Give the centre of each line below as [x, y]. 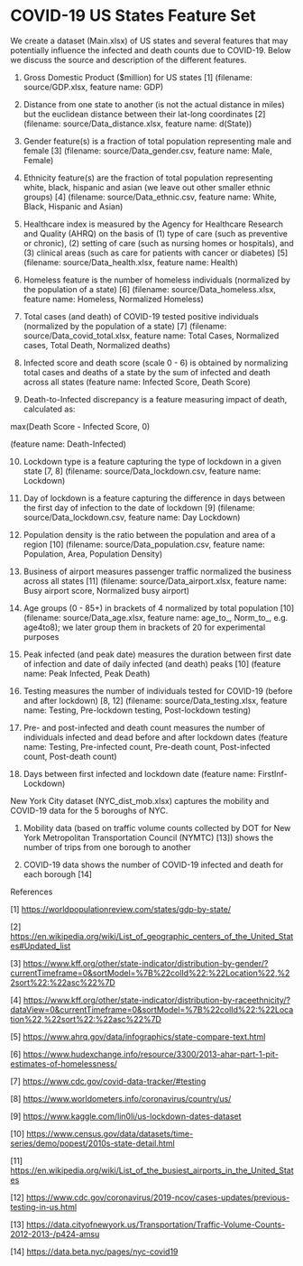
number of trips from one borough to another [107, 847]
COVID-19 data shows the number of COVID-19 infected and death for [153, 864]
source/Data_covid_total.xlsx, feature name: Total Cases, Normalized [151, 336]
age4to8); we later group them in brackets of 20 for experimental [144, 627]
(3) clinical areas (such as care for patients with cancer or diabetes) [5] [156, 253]
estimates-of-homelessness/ [64, 1063]
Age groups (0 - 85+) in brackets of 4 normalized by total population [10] [159, 608]
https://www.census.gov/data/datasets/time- [110, 1133]
